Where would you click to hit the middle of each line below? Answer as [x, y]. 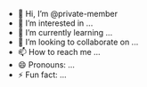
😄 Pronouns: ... [46, 65]
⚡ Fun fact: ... [42, 75]
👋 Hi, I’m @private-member [68, 14]
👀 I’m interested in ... [55, 23]
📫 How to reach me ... [59, 52]
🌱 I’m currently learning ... [65, 32]
